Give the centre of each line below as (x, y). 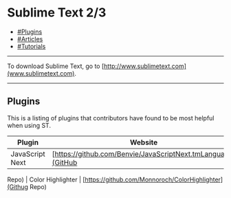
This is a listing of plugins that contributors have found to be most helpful (111, 118)
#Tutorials (31, 46)
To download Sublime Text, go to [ (56, 66)
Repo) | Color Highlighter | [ (46, 179)
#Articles (30, 38)
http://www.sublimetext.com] (145, 66)
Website (144, 142)
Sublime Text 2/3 (57, 13)
